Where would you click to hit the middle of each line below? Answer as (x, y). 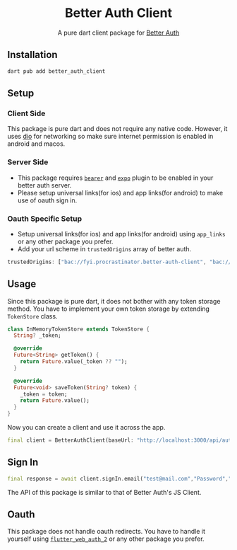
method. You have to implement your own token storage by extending (109, 309)
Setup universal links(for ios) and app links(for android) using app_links (121, 234)
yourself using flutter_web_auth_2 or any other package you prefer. (106, 539)
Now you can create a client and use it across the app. (86, 428)
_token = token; (44, 394)
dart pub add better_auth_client (56, 71)
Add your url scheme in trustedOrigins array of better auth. (104, 248)
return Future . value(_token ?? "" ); (74, 362)
